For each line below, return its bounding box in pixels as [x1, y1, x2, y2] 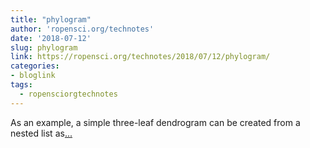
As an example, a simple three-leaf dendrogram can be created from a [10, 116, 301, 128]
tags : [10, 80, 33, 90]
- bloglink [10, 71, 56, 81]
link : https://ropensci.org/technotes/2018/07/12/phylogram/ [10, 52, 271, 62]
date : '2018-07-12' [10, 33, 92, 43]
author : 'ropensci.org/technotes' [10, 24, 155, 34]
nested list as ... [10, 127, 73, 139]
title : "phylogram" [10, 14, 92, 25]
